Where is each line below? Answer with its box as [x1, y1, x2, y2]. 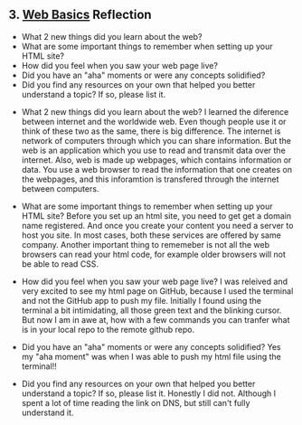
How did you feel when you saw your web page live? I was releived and [21, 276, 288, 287]
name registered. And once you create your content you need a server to [21, 220, 294, 231]
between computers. [21, 183, 99, 194]
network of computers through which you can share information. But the [21, 135, 291, 146]
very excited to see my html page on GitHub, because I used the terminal [21, 285, 294, 297]
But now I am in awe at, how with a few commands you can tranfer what [21, 314, 290, 325]
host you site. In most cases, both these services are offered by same [21, 230, 281, 241]
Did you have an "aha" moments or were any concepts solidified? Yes [21, 341, 281, 352]
